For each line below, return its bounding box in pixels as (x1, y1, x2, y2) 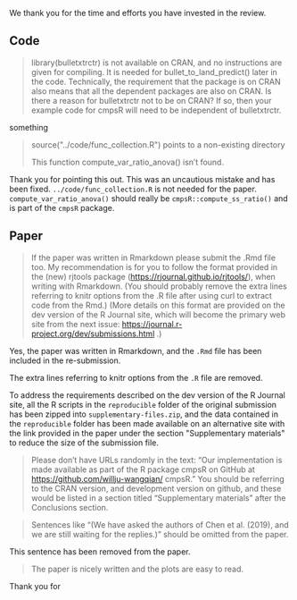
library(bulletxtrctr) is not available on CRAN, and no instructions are (30, 57, 283, 68)
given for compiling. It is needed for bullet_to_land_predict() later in (30, 66, 278, 77)
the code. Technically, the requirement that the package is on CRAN (30, 76, 281, 87)
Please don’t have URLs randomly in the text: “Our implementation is (30, 454, 283, 465)
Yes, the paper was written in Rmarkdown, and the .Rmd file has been (9, 345, 262, 356)
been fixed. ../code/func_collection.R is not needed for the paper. (9, 183, 257, 194)
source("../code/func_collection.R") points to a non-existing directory (30, 139, 285, 150)
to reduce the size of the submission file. (9, 437, 159, 448)
